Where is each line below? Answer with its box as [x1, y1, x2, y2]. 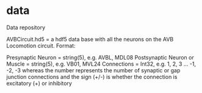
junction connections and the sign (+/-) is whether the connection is [6, 73, 178, 80]
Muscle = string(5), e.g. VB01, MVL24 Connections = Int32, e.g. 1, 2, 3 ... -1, [6, 60, 197, 67]
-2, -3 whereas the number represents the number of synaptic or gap [6, 66, 181, 74]
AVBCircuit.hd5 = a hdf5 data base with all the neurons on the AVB [6, 35, 174, 43]
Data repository [6, 24, 46, 31]
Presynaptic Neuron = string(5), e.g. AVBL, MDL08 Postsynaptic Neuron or [6, 53, 194, 61]
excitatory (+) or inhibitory [6, 80, 72, 87]
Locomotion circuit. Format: [6, 42, 76, 49]
